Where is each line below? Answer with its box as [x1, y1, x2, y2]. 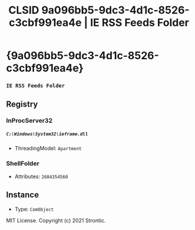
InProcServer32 [6, 117, 53, 125]
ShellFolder [6, 160, 39, 168]
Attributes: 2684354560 [14, 172, 68, 180]
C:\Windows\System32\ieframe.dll [6, 131, 88, 137]
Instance [6, 190, 39, 200]
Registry [6, 99, 38, 109]
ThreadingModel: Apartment [14, 145, 82, 152]
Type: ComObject [14, 205, 54, 212]
